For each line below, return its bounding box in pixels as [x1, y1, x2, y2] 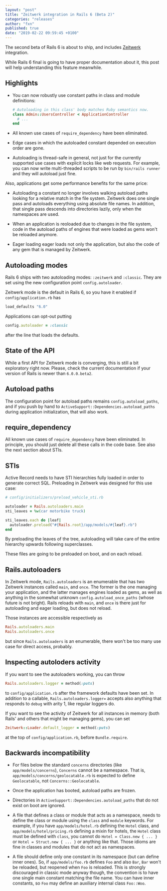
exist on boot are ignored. [12, 803, 66, 809]
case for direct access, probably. [5, 643, 73, 649]
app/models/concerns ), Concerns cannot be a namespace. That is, [12, 767, 146, 773]
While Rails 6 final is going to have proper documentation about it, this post [5, 59, 160, 65]
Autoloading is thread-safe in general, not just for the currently [12, 155, 141, 161]
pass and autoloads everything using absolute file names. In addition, [12, 201, 155, 207]
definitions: [12, 97, 36, 103]
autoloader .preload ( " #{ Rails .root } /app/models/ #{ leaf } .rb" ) [9, 522, 137, 527]
